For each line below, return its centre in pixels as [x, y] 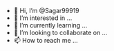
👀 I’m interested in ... [43, 18]
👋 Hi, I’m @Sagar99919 [46, 11]
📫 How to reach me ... [46, 40]
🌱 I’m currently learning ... [50, 25]
